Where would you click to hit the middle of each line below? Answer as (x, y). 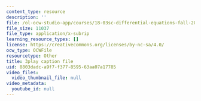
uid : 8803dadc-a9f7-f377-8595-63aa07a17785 (61, 67)
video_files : (22, 72)
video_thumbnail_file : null (47, 78)
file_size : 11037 (28, 28)
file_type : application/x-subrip (48, 34)
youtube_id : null (33, 89)
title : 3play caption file (40, 61)
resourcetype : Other (32, 56)
